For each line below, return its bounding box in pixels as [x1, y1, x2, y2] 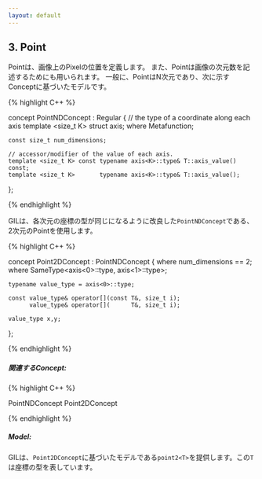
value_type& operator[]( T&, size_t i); [28, 301, 180, 309]
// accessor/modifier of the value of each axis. [8, 150, 174, 158]
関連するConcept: [8, 363, 67, 373]
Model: [8, 432, 32, 441]
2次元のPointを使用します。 [8, 226, 97, 236]
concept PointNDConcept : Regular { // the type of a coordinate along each [8, 113, 251, 123]
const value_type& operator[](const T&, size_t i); [8, 294, 180, 303]
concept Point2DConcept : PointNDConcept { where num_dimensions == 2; [8, 257, 253, 267]
